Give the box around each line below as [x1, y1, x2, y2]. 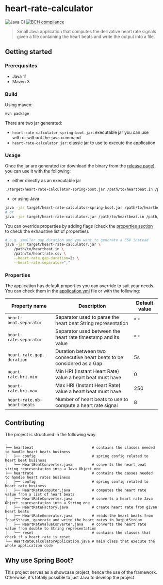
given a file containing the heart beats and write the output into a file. [16, 34, 155, 39]
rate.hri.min [7, 374, 38, 380]
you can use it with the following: [5, 168, 71, 174]
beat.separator [7, 320, 43, 326]
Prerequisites [5, 62, 37, 69]
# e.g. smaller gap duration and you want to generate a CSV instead [5, 238, 149, 242]
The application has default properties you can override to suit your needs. [5, 283, 155, 289]
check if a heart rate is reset [5, 534, 70, 539]
